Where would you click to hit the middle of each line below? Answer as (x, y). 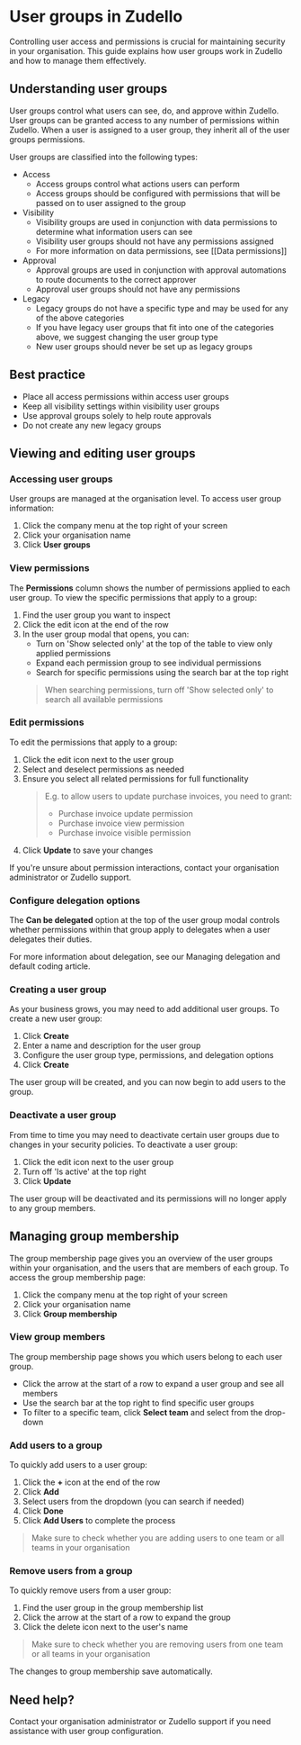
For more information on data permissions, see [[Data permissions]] (161, 250)
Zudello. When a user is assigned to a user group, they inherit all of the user (150, 130)
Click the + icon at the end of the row (91, 1482)
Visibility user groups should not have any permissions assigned (155, 241)
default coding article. (50, 966)
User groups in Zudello (96, 17)
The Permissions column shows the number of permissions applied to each (150, 588)
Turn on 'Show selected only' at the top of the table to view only (154, 643)
